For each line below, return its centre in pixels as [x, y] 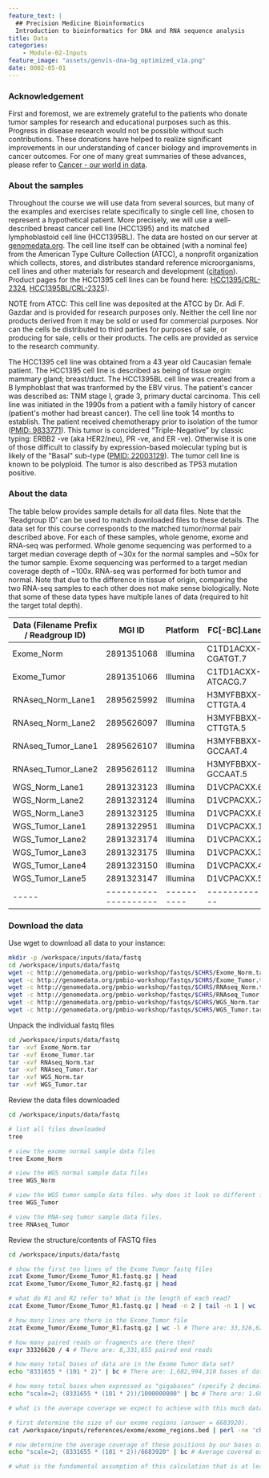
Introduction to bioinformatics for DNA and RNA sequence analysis [130, 31]
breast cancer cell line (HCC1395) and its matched [126, 229]
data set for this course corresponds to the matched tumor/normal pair [125, 528]
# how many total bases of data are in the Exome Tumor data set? [121, 1364]
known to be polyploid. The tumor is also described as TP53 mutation [123, 464]
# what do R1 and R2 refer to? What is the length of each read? [119, 1299]
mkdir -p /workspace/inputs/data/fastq [75, 957]
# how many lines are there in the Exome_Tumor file [98, 1320]
